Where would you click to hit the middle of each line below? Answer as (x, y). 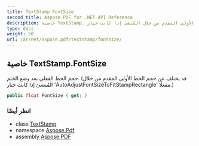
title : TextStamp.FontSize (40, 12)
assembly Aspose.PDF (43, 136)
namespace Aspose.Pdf (45, 130)
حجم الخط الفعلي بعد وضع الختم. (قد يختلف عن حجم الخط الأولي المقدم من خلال (97, 78)
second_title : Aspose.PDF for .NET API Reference (70, 17)
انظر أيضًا (19, 111)
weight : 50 (20, 34)
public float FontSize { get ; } (47, 95)
